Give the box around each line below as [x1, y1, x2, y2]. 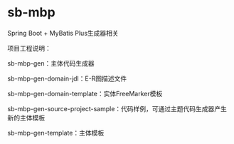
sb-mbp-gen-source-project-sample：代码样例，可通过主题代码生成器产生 [7, 104, 228, 113]
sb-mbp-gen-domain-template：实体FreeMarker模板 [7, 89, 163, 98]
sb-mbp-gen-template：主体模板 [7, 128, 105, 137]
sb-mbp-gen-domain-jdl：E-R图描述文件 [7, 74, 127, 83]
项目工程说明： [7, 43, 51, 52]
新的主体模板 [7, 113, 45, 122]
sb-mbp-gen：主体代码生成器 [7, 58, 95, 68]
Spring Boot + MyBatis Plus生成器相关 [7, 29, 119, 37]
